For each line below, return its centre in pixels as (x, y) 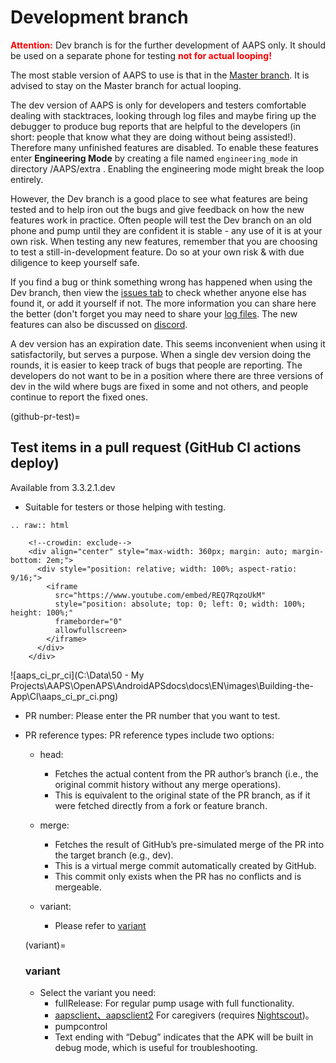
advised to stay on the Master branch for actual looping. (126, 85)
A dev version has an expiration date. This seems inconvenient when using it (168, 343)
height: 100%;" (42, 612)
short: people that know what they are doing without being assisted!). (153, 137)
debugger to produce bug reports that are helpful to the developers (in (155, 126)
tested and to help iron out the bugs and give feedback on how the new (157, 209)
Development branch (99, 17)
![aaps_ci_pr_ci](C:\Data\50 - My (77, 675)
